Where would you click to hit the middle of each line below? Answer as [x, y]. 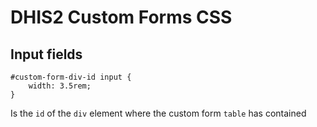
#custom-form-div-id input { [71, 77]
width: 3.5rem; [60, 86]
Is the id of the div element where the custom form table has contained [158, 113]
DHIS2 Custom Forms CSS [121, 17]
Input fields [46, 54]
